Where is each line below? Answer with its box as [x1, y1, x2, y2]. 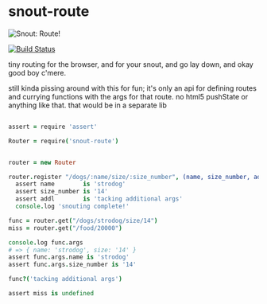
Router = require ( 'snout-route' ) [8, 137, 119, 145]
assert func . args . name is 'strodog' [8, 253, 130, 261]
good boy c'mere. [8, 68, 67, 77]
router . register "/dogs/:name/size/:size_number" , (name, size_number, [8, 173, 250, 181]
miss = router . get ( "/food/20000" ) [8, 224, 123, 232]
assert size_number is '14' [15, 188, 109, 196]
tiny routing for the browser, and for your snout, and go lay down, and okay [8, 59, 254, 69]
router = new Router [8, 158, 77, 166]
